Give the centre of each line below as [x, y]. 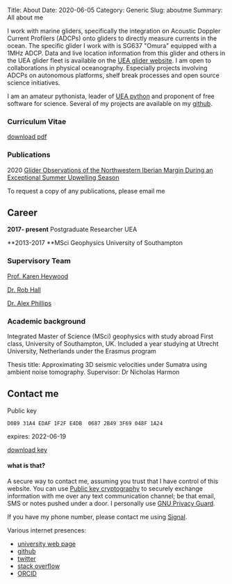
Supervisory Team [39, 261]
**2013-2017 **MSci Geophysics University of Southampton [95, 243]
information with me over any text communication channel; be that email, [111, 496]
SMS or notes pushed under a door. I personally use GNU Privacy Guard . [111, 503]
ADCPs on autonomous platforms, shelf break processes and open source [114, 75]
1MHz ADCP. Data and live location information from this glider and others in [116, 53]
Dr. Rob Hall [24, 290]
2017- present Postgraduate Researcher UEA [72, 230]
